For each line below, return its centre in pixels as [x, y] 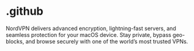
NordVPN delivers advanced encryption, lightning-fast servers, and [91, 28]
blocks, [15, 41]
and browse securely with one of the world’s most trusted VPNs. [107, 41]
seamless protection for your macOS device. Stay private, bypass [88, 34]
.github [25, 11]
